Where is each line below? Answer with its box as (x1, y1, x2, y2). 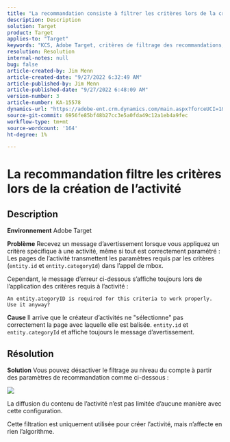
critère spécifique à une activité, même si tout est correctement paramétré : (7, 247, 220, 256)
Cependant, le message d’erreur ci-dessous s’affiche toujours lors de (7, 275, 203, 283)
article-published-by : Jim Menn (7, 80, 99, 87)
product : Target (7, 29, 53, 36)
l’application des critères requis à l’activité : (7, 282, 129, 291)
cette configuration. (7, 407, 63, 415)
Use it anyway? (7, 302, 51, 308)
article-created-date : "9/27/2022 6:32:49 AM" (7, 73, 142, 81)
